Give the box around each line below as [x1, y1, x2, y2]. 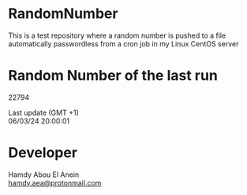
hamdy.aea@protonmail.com [8, 178, 102, 187]
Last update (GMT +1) [8, 108, 79, 117]
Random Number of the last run [8, 67, 219, 85]
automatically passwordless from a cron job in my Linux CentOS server [8, 39, 239, 48]
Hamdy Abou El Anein [8, 170, 80, 179]
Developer [8, 144, 77, 162]
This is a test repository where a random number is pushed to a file [8, 31, 226, 40]
